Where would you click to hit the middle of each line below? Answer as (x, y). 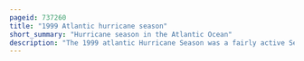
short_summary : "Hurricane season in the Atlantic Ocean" (121, 34)
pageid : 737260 (38, 17)
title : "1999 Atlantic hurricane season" (89, 26)
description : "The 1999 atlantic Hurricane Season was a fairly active (147, 43)
